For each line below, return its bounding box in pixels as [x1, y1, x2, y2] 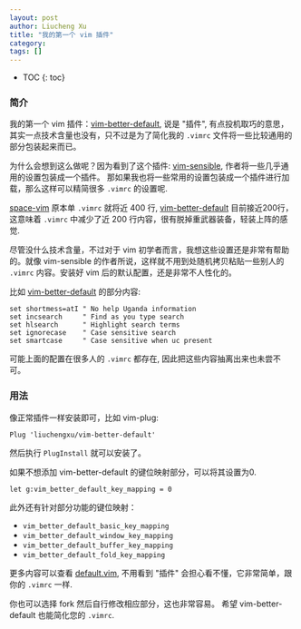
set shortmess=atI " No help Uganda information [9, 305, 197, 314]
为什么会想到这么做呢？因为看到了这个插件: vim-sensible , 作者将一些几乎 [9, 161, 281, 172]
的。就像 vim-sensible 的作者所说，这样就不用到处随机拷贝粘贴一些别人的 [9, 256, 285, 267]
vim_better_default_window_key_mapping [22, 531, 174, 540]
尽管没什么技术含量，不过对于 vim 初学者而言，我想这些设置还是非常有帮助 [9, 244, 290, 255]
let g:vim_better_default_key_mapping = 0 [9, 485, 172, 494]
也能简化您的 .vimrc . [37, 609, 115, 620]
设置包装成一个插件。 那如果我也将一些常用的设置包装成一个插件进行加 [24, 172, 290, 182]
